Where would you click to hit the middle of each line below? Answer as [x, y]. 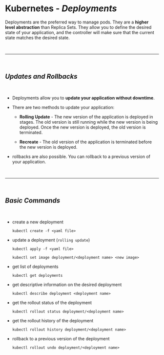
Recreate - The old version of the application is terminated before [86, 142]
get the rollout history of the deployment [53, 320]
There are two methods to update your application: [63, 107]
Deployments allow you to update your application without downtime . [83, 98]
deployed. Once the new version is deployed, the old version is [83, 127]
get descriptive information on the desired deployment [67, 285]
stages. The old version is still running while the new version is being [89, 122]
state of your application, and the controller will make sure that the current [80, 32]
